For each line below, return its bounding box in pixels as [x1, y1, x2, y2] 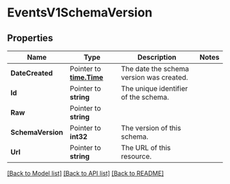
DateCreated [10, 69, 53, 78]
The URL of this [120, 143, 171, 152]
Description [137, 53, 177, 62]
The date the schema [120, 64, 190, 73]
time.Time [69, 73, 104, 82]
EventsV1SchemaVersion [7, 5, 153, 21]
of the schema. [120, 93, 170, 102]
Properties [7, 32, 53, 44]
